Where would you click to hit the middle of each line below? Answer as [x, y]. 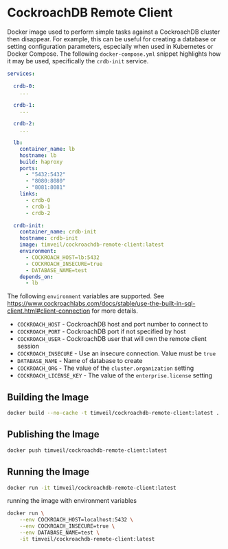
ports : [29, 168]
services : [21, 74]
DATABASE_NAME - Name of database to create [80, 361]
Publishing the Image [53, 434]
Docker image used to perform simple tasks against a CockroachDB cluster [114, 32]
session [28, 346]
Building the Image [48, 397]
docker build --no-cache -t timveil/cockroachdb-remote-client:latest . [113, 413]
